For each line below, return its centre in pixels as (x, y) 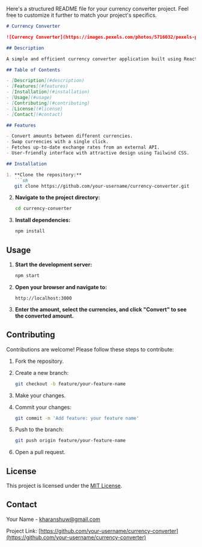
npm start (27, 275)
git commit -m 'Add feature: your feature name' (77, 418)
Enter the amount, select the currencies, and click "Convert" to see (101, 309)
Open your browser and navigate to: (61, 287)
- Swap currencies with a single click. (58, 142)
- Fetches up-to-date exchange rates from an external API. (83, 147)
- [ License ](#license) (35, 109)
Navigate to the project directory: (57, 197)
